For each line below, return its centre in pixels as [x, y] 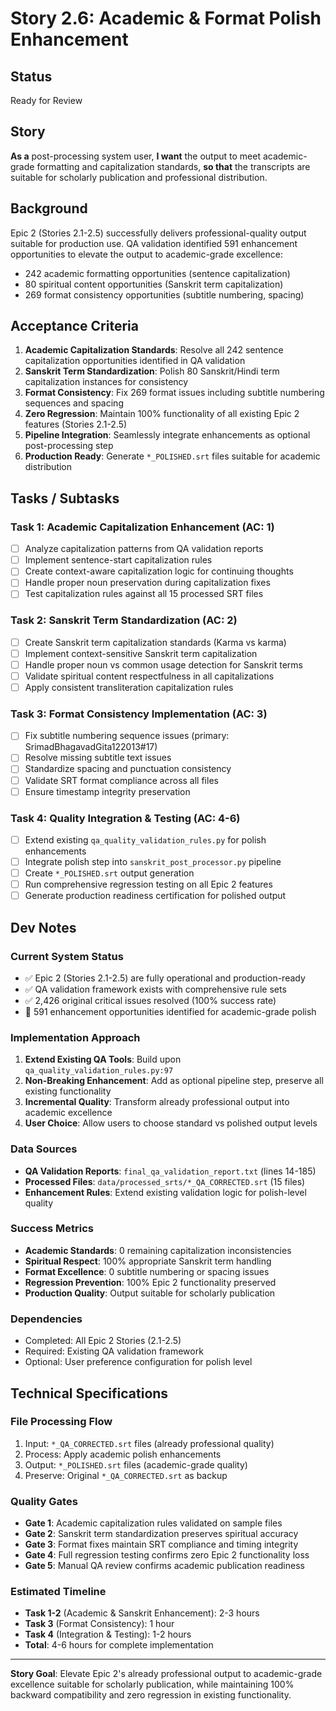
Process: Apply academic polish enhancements [123, 1454]
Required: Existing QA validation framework [114, 1351]
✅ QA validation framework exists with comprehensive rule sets [155, 989]
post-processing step [69, 446]
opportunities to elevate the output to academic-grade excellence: [146, 254]
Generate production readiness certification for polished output [155, 896]
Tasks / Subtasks [65, 498]
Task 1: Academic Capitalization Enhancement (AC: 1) [142, 527]
